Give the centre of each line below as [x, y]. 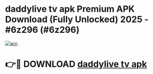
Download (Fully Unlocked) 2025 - [77, 19]
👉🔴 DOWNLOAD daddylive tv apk [76, 64]
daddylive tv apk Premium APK [70, 9]
